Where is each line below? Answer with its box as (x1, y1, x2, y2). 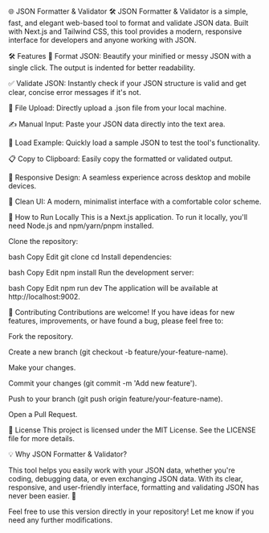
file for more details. (8, 434, 75, 443)
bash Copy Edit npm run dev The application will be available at (8, 283, 218, 292)
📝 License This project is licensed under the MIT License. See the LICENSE (8, 425, 257, 435)
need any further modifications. (8, 515, 113, 525)
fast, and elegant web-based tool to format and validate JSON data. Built (8, 19, 249, 27)
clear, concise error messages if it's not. (8, 88, 142, 97)
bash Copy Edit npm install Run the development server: (8, 268, 194, 277)
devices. (8, 181, 37, 191)
